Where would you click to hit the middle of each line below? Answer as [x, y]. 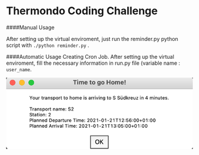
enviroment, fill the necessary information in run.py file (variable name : [93, 63]
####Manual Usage [31, 27]
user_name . [19, 69]
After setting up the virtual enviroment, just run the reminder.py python [92, 39]
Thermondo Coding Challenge [82, 11]
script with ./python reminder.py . [48, 45]
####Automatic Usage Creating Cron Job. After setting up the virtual [90, 56]
